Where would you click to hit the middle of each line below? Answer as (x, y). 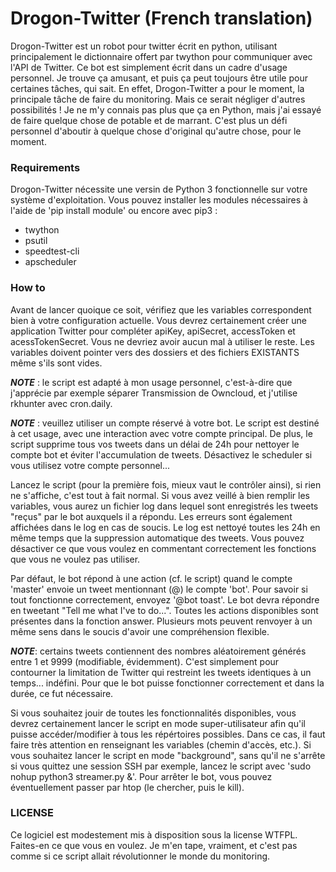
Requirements (45, 167)
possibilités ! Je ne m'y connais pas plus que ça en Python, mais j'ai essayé (166, 109)
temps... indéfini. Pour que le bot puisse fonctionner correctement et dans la (167, 683)
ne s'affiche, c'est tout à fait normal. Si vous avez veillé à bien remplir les (160, 495)
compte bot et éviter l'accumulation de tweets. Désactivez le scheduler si (161, 454)
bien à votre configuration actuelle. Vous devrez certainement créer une (158, 320)
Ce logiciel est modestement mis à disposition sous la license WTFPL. (154, 834)
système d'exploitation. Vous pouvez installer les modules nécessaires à (159, 200)
